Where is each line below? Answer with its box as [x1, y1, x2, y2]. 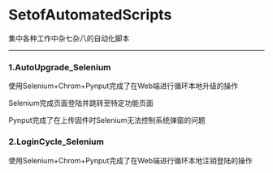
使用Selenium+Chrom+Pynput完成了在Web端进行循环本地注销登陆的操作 [8, 155, 253, 165]
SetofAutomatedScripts [8, 6, 172, 24]
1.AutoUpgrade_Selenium [8, 61, 111, 73]
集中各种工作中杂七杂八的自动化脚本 [8, 33, 130, 43]
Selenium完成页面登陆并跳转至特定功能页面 [8, 99, 154, 108]
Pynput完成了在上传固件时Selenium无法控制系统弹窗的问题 [8, 116, 206, 125]
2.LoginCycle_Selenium [8, 136, 104, 147]
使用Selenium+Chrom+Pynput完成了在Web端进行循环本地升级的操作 [8, 81, 238, 91]
